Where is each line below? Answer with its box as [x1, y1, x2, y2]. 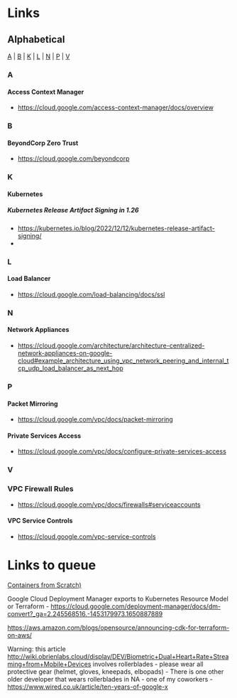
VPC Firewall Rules [7, 484, 74, 494]
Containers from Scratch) [7, 581, 82, 589]
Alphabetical [7, 33, 65, 45]
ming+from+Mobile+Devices [7, 660, 92, 668]
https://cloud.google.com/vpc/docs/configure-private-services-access [17, 447, 227, 456]
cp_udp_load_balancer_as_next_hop [17, 364, 123, 372]
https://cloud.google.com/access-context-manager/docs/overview [17, 103, 214, 112]
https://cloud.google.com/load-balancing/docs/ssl [17, 290, 165, 299]
